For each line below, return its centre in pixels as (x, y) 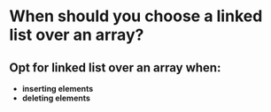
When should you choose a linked (136, 16)
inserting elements (58, 89)
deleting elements (56, 98)
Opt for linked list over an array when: (115, 67)
